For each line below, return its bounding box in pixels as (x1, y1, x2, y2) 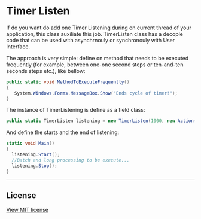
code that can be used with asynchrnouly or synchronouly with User (6, 36, 175, 44)
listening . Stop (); (11, 163, 58, 169)
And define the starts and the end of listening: (6, 129, 120, 136)
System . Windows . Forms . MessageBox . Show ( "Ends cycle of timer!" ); (14, 90, 178, 96)
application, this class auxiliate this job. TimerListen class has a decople (6, 30, 184, 37)
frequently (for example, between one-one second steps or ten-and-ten (6, 61, 184, 68)
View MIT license (6, 206, 49, 214)
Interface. (6, 43, 31, 50)
